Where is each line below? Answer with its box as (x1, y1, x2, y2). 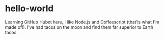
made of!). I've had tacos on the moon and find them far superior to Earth (5, 24, 154, 30)
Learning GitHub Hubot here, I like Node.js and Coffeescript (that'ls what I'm (5, 19, 160, 25)
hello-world (5, 3, 54, 14)
